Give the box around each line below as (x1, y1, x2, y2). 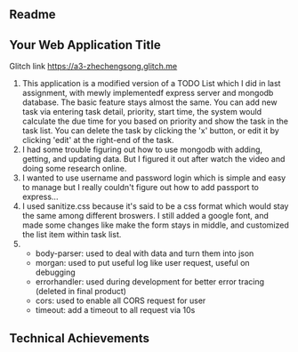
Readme (9, 7, 56, 22)
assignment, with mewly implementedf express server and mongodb (21, 88, 274, 99)
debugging (35, 267, 76, 278)
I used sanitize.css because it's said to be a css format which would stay (21, 201, 289, 212)
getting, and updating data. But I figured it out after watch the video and (21, 154, 286, 164)
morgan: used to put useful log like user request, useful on (35, 258, 251, 268)
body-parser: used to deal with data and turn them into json (35, 248, 254, 259)
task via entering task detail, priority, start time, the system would (21, 107, 262, 117)
